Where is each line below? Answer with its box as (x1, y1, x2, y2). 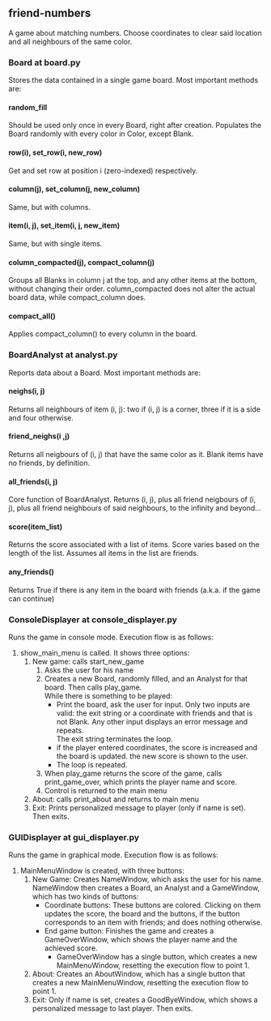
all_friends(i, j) (8, 476, 58, 486)
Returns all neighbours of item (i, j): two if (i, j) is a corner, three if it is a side (8, 404, 261, 414)
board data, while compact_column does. (8, 293, 146, 302)
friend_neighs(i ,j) (8, 431, 70, 441)
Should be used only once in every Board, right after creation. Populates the (8, 121, 261, 130)
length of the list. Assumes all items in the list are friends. (8, 549, 199, 558)
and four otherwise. (8, 412, 74, 422)
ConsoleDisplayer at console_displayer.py (8, 613, 178, 625)
